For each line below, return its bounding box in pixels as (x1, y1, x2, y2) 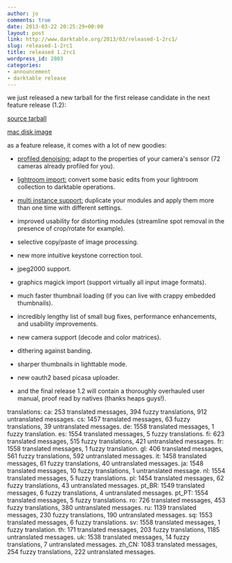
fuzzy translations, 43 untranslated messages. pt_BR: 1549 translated (7, 481, 206, 490)
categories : (7, 62, 42, 69)
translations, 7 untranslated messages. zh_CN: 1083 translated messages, (7, 540, 218, 548)
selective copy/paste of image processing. (17, 238, 139, 246)
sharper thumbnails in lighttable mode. (17, 360, 127, 368)
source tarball (7, 114, 47, 123)
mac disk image (7, 128, 53, 136)
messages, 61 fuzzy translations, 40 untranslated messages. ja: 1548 (7, 459, 204, 468)
